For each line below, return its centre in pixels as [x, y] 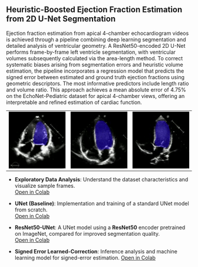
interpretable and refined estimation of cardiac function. [74, 102]
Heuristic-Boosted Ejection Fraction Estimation [94, 10]
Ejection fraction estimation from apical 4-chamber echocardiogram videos [98, 33]
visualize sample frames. [45, 186]
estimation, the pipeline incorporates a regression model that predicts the [95, 71]
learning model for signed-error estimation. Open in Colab [85, 258]
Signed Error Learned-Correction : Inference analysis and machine [96, 252]
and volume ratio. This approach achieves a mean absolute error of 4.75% [96, 89]
